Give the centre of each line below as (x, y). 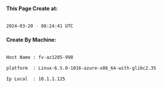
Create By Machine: (31, 39)
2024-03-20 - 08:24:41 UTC (40, 26)
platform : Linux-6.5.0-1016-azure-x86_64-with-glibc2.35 (81, 69)
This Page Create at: (32, 8)
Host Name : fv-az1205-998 (40, 58)
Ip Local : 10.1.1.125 (36, 79)
